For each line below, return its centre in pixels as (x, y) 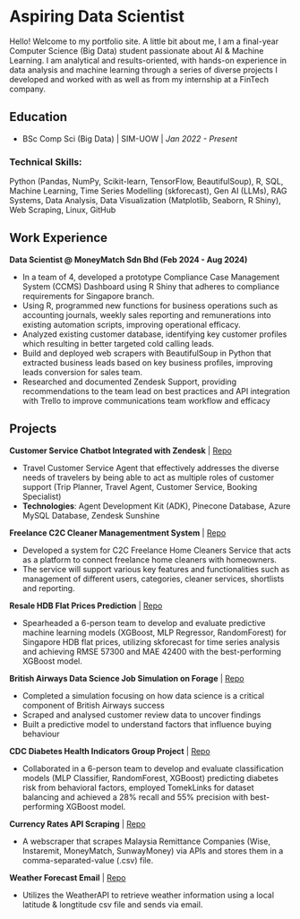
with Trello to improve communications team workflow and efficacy (146, 400)
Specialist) (42, 496)
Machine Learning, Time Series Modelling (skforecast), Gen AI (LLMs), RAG (149, 191)
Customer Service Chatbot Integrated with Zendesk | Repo (121, 451)
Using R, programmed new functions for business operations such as (150, 305)
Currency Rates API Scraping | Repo (77, 824)
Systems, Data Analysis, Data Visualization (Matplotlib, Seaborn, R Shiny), (146, 201)
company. (28, 89)
